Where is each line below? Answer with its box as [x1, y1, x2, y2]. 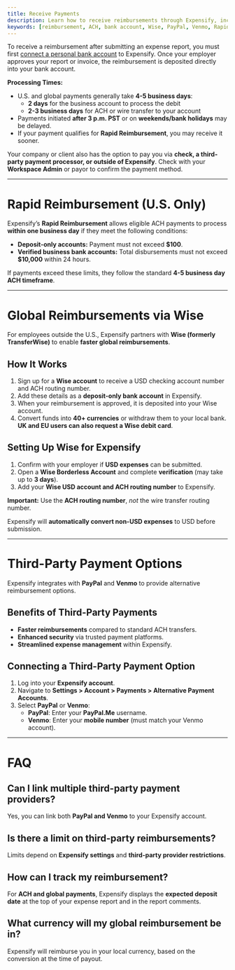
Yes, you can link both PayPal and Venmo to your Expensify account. [7, 812, 207, 820]
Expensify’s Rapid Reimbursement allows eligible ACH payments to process [7, 219, 227, 228]
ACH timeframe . [7, 276, 55, 284]
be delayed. [17, 122, 52, 130]
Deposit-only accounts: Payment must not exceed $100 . [17, 240, 183, 249]
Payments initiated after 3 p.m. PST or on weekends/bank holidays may [17, 114, 227, 123]
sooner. [17, 137, 40, 145]
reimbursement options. [7, 586, 76, 595]
